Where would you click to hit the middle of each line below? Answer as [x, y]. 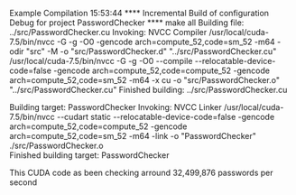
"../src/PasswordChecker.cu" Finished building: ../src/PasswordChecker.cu [148, 90]
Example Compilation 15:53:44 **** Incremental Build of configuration [139, 13]
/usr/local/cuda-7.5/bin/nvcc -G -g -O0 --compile [101, 61]
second [23, 182]
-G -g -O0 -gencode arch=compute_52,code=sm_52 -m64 [166, 42]
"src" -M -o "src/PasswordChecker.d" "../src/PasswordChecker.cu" [151, 51]
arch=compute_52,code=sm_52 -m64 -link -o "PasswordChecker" [133, 136]
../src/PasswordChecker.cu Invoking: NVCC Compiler [108, 32]
